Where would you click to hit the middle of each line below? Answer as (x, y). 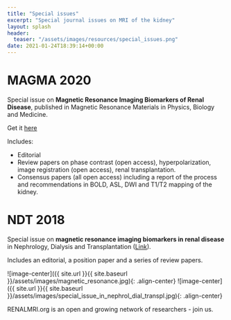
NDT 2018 (36, 220)
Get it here (22, 128)
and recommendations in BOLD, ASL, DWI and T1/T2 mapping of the (115, 184)
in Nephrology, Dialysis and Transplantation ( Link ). (79, 246)
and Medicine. (28, 114)
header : (18, 33)
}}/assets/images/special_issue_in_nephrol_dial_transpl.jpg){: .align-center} (115, 296)
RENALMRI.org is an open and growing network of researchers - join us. (110, 309)
